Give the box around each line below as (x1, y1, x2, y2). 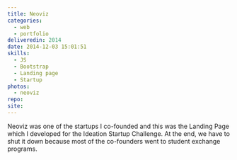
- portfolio (13, 30, 50, 38)
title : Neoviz (7, 10, 50, 18)
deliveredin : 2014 (7, 37, 62, 44)
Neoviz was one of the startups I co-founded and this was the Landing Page (7, 122, 230, 130)
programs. (7, 144, 37, 153)
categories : (7, 17, 42, 24)
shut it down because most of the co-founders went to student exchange (7, 137, 221, 145)
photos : (7, 83, 30, 90)
